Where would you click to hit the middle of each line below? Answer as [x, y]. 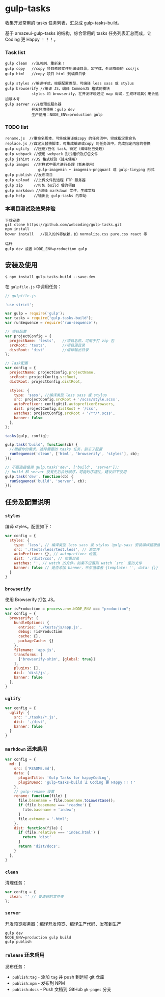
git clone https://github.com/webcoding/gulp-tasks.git [63, 225]
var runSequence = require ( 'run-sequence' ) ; [51, 323]
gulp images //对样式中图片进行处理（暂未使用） [51, 164]
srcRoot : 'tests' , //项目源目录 [47, 345]
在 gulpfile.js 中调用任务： [34, 286]
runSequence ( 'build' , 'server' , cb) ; [48, 481]
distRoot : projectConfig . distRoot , [46, 381]
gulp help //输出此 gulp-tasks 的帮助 [46, 196]
